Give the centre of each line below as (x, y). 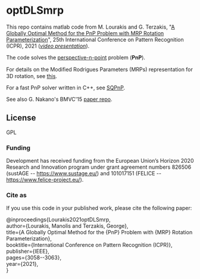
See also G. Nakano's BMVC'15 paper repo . (59, 99)
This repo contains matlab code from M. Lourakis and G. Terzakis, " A (90, 27)
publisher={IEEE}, (28, 252)
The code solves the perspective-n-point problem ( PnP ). (76, 57)
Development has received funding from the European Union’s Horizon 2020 (100, 161)
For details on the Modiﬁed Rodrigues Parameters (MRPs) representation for (100, 69)
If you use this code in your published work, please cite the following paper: (99, 208)
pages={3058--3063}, (34, 258)
